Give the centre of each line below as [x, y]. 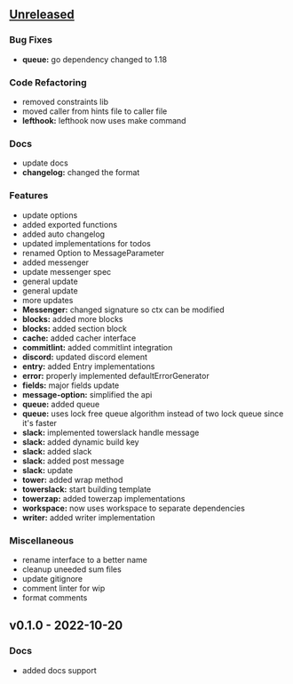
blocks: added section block [74, 328]
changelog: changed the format [81, 173]
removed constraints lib [65, 101]
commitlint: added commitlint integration [97, 347]
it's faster [40, 422]
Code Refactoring [48, 82]
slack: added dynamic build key [80, 442]
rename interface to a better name [85, 559]
